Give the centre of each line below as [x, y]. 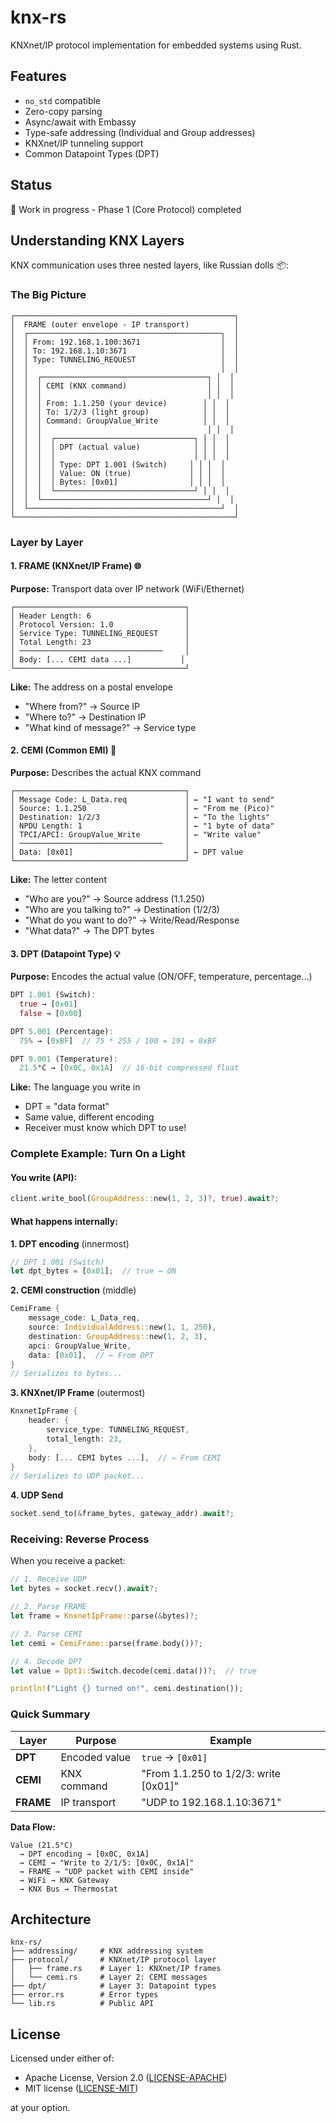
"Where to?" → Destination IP [85, 717]
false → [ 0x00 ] [51, 1013]
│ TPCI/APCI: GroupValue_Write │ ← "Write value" [136, 835]
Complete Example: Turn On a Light [98, 1154]
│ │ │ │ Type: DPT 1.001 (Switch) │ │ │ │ [118, 464]
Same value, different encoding [89, 1117]
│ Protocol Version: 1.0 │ [100, 624]
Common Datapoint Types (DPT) [92, 153]
